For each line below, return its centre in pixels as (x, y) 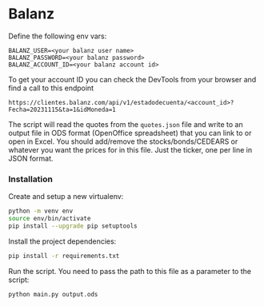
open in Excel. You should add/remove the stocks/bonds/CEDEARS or (123, 141)
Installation (31, 179)
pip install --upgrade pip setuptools (73, 226)
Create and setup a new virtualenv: (66, 197)
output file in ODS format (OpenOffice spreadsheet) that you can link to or (130, 133)
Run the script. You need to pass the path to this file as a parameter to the (130, 271)
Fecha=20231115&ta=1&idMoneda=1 (62, 109)
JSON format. (31, 158)
